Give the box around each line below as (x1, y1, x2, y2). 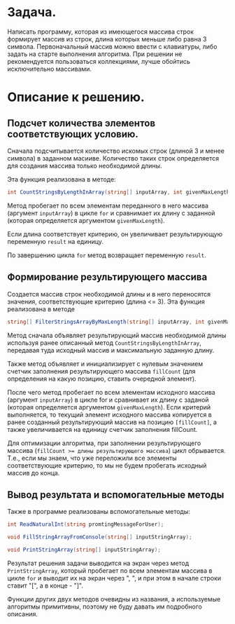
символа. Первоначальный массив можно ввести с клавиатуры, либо (7, 42, 218, 50)
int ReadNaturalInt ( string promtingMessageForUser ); (7, 521, 164, 528)
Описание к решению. (7, 89, 145, 105)
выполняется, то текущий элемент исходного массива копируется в (7, 410, 212, 419)
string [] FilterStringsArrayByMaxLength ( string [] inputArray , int (7, 318, 205, 325)
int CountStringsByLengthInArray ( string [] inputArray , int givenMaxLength (7, 189, 230, 196)
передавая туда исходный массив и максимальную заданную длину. (7, 346, 215, 354)
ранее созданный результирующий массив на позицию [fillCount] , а (7, 418, 217, 426)
